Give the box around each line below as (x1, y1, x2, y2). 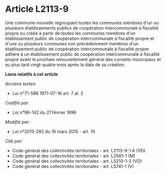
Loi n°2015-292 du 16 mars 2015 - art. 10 (12, 128, 95, 134)
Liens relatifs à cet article (5, 71, 58, 77)
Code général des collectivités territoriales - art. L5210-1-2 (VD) (12, 158, 142, 164)
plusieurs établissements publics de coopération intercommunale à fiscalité (5, 25, 159, 31)
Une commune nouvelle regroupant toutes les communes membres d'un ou (5, 20, 159, 26)
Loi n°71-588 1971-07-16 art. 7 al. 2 (12, 90, 83, 96)
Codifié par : (5, 100, 30, 105)
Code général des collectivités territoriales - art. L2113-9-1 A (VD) (12, 147, 146, 153)
